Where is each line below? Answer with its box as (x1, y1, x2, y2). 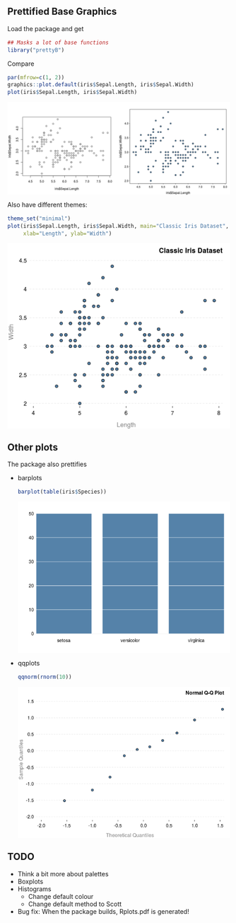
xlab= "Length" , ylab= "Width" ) (23, 230, 112, 237)
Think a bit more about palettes (17, 869, 109, 878)
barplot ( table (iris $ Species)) (17, 488, 107, 496)
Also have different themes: (7, 200, 88, 209)
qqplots (17, 659, 40, 668)
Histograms (17, 884, 52, 893)
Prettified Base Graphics (7, 6, 117, 18)
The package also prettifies (7, 460, 87, 469)
